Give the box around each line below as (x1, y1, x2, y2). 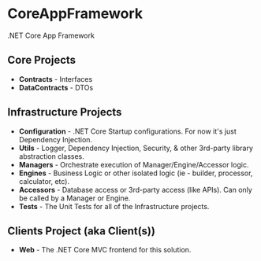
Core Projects (7, 53, 76, 67)
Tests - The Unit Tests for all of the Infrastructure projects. (18, 201, 210, 211)
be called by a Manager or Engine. (18, 193, 131, 203)
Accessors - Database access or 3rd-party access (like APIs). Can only (18, 185, 253, 194)
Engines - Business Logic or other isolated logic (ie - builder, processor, (18, 168, 253, 178)
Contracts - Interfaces (18, 74, 93, 83)
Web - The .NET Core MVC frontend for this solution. (18, 245, 192, 255)
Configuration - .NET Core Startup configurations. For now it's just (18, 127, 237, 136)
